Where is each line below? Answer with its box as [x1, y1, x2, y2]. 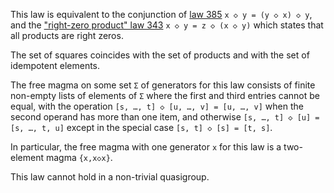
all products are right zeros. [10, 30, 124, 41]
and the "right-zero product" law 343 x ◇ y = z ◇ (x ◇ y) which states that [10, 19, 324, 31]
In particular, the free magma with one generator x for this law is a [10, 141, 282, 153]
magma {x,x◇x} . [45, 152, 113, 163]
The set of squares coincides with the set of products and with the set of [10, 49, 310, 61]
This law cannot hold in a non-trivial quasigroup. [10, 171, 210, 183]
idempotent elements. [10, 60, 101, 71]
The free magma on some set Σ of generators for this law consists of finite [10, 79, 316, 91]
